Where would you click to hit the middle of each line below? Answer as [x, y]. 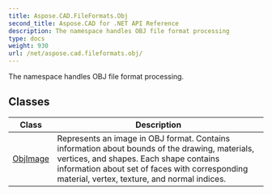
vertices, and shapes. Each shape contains [138, 159]
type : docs [27, 38]
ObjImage [31, 159]
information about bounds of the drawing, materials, [156, 148]
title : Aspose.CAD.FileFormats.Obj [68, 16]
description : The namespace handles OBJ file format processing [119, 31]
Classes [29, 102]
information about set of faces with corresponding [153, 168]
